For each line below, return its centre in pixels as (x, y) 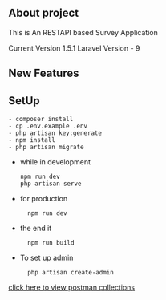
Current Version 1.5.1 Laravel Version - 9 (74, 48)
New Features (44, 73)
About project (43, 13)
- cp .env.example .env (48, 126)
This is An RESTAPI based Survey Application (83, 32)
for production (44, 199)
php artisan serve (51, 184)
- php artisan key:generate (55, 133)
